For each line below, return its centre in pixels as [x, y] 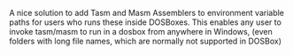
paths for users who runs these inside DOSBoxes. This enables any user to [145, 22]
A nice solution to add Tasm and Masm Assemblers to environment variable [147, 13]
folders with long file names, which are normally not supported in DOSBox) [145, 41]
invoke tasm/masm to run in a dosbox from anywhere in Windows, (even [141, 31]
